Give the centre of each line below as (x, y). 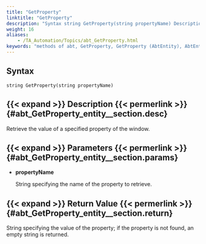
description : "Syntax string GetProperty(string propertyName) (89, 23)
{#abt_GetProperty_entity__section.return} (90, 213)
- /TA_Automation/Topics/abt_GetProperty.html (78, 41)
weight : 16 (20, 29)
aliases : (17, 35)
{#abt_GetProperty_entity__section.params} (93, 157)
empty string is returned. (38, 235)
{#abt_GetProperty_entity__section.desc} (87, 114)
